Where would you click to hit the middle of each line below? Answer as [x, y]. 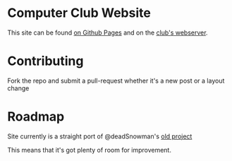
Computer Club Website [79, 13]
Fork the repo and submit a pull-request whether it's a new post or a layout [116, 80]
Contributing [45, 61]
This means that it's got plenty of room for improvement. [89, 150]
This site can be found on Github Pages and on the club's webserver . [108, 32]
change [18, 88]
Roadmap [36, 117]
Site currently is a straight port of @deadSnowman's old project [100, 136]
